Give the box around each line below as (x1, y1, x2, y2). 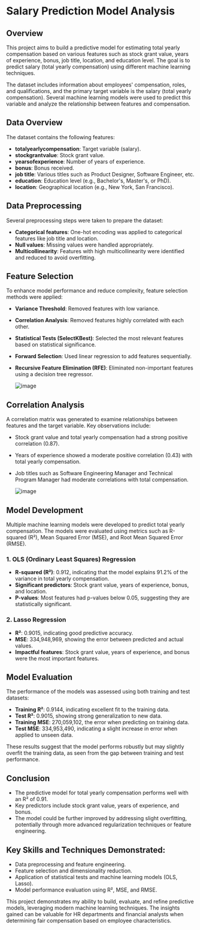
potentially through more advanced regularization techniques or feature (14, 821, 192, 829)
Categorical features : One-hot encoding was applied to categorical (14, 228, 183, 235)
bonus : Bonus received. (14, 164, 74, 172)
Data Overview (6, 118, 63, 128)
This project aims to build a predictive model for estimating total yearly (6, 44, 180, 51)
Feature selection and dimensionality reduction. (14, 867, 133, 874)
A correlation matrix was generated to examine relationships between (6, 416, 178, 423)
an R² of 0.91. (14, 796, 49, 803)
